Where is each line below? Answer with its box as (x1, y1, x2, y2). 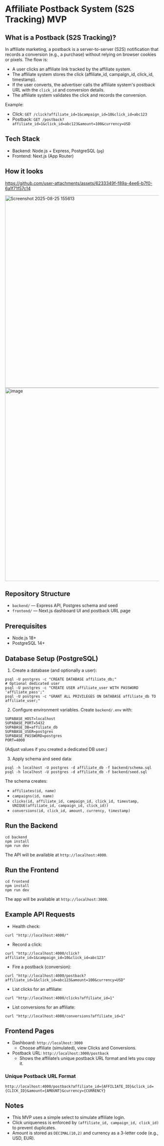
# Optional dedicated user (5, 681, 60, 686)
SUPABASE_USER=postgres (5, 729, 54, 734)
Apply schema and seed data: (12, 756, 72, 762)
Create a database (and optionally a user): (12, 667, 97, 674)
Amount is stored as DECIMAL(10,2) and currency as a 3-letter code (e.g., (12, 1130, 159, 1136)
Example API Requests (5, 911, 75, 919)
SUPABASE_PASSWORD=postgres (5, 733, 62, 739)
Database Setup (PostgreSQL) (5, 655, 99, 663)
